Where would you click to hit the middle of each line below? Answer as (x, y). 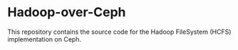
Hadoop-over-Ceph (67, 12)
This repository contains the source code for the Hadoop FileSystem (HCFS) (119, 32)
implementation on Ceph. (45, 39)
